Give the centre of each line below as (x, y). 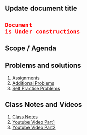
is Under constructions (42, 31)
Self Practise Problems (36, 88)
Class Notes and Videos (43, 104)
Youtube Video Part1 (34, 122)
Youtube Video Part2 (34, 127)
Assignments (26, 78)
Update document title (41, 8)
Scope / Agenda (31, 48)
